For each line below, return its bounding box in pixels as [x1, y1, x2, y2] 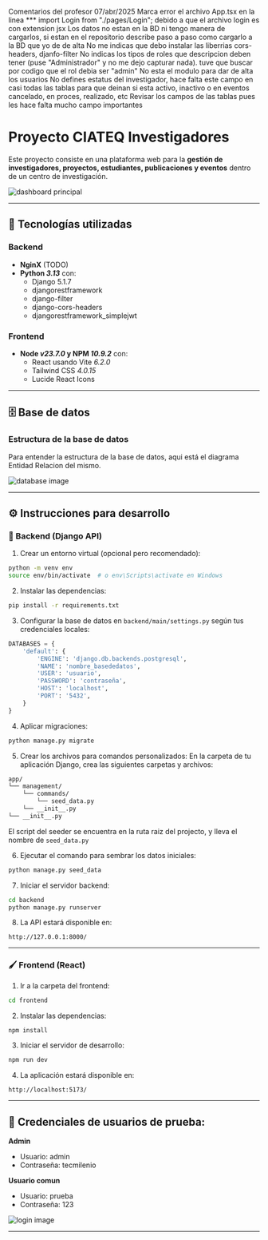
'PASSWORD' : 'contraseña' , [37, 677, 127, 686]
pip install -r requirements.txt [8, 602, 120, 610]
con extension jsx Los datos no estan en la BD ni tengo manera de [8, 24, 226, 33]
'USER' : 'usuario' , [37, 670, 102, 678]
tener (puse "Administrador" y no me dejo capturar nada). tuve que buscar [8, 58, 254, 67]
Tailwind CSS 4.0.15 [31, 365, 97, 375]
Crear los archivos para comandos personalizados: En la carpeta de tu [19, 751, 251, 761]
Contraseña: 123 [19, 1200, 74, 1210]
